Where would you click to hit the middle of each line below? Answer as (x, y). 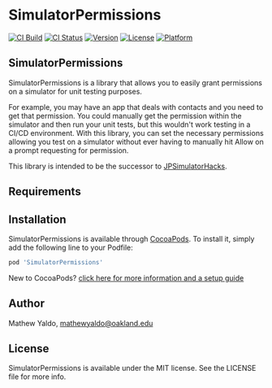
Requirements (45, 192)
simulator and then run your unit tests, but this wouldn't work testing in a (130, 124)
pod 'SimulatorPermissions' (56, 262)
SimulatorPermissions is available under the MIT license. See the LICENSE (132, 368)
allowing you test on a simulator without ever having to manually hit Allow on (136, 142)
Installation (37, 219)
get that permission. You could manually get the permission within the (125, 116)
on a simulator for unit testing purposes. (75, 91)
